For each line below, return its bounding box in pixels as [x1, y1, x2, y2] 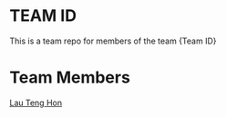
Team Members [9, 67, 130, 88]
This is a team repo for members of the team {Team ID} [9, 35, 217, 46]
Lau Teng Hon [9, 97, 62, 108]
